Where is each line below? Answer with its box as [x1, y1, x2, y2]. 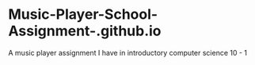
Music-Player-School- [8, 5, 158, 23]
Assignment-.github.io [8, 22, 162, 40]
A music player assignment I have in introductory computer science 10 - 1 [8, 48, 248, 57]
